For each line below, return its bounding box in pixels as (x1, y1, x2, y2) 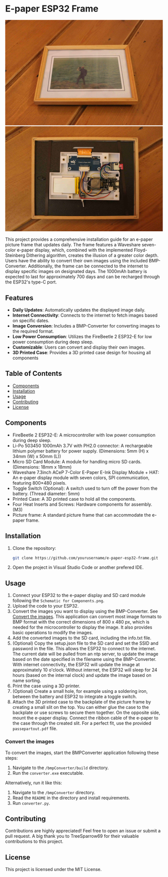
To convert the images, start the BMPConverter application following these (5, 750, 159, 756)
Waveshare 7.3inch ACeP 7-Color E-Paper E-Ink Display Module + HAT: (12, 469, 159, 475)
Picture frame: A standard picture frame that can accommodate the (12, 512, 151, 518)
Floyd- (133, 247, 147, 253)
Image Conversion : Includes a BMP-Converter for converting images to (12, 323, 160, 329)
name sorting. (12, 678, 41, 684)
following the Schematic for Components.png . (12, 598, 104, 604)
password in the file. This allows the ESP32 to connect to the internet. (12, 646, 156, 652)
